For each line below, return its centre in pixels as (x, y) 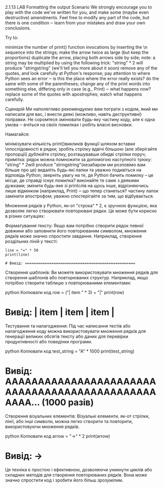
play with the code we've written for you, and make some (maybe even (77, 12)
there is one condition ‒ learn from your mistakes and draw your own (75, 23)
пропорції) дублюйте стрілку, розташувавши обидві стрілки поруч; (76, 154)
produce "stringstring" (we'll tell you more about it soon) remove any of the (81, 68)
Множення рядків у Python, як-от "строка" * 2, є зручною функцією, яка (81, 206)
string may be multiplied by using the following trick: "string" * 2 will (74, 63)
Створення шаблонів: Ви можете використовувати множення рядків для (82, 272)
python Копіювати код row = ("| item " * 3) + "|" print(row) (65, 292)
